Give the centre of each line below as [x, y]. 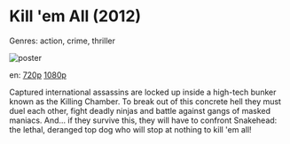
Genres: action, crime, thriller [62, 41]
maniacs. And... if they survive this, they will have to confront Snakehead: [143, 120]
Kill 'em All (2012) [75, 16]
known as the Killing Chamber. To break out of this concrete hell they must [145, 101]
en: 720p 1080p [38, 75]
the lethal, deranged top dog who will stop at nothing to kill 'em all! [130, 129]
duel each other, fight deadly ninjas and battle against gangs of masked [140, 110]
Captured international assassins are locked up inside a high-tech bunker [143, 92]
